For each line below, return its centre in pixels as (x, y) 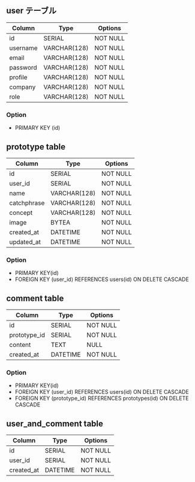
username (23, 48)
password (23, 67)
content (20, 345)
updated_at (25, 242)
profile (19, 77)
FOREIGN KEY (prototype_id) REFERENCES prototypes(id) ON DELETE (102, 399)
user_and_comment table (55, 423)
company (22, 87)
